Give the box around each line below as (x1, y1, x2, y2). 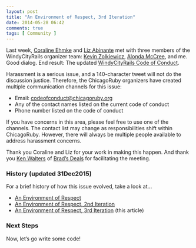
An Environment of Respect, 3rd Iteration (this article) (14, 207, 144, 214)
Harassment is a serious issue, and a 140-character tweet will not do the (6, 71, 181, 78)
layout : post (6, 8, 38, 15)
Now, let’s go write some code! (6, 235, 81, 242)
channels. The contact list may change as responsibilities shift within (6, 125, 172, 132)
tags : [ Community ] (6, 31, 57, 37)
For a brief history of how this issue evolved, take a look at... (6, 183, 152, 190)
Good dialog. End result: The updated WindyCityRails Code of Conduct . (6, 59, 180, 67)
